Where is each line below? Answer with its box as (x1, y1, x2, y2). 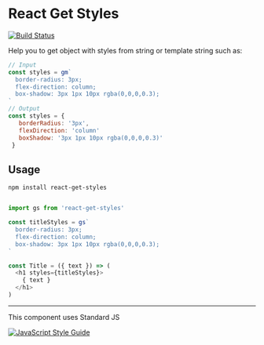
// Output (8, 105, 41, 113)
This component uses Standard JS (8, 312, 120, 321)
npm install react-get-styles (8, 183, 108, 192)
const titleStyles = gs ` (8, 219, 90, 227)
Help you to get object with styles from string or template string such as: (8, 45, 243, 55)
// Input (8, 60, 37, 69)
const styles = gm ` (8, 68, 72, 76)
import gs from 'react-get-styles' (8, 205, 125, 212)
